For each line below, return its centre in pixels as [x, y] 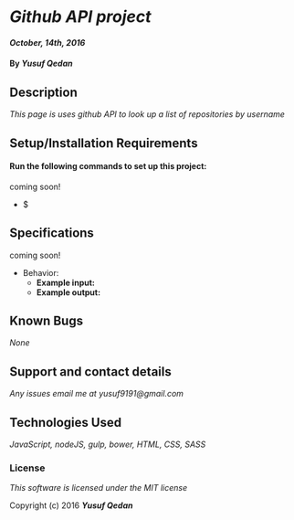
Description [43, 92]
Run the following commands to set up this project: [108, 166]
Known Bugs [47, 320]
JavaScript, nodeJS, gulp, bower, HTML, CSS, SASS [108, 444]
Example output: [68, 292]
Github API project [81, 17]
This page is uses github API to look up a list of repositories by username [147, 114]
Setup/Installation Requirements [104, 143]
